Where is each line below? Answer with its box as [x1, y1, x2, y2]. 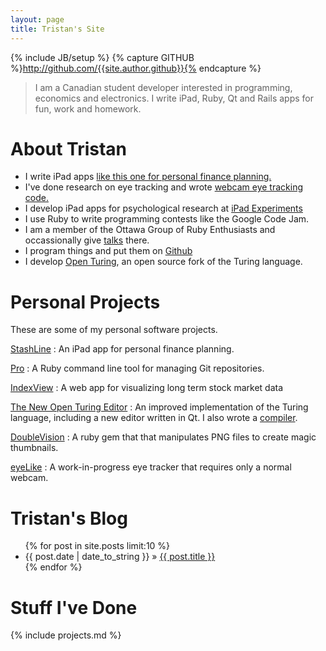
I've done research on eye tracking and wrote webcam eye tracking [24, 181, 304, 193]
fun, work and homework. [34, 102, 142, 115]
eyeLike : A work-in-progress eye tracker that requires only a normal [10, 461, 292, 473]
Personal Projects [10, 291, 161, 313]
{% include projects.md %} [10, 629, 122, 641]
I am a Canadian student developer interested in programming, [34, 81, 293, 93]
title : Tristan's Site [10, 24, 105, 34]
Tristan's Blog [10, 507, 128, 530]
